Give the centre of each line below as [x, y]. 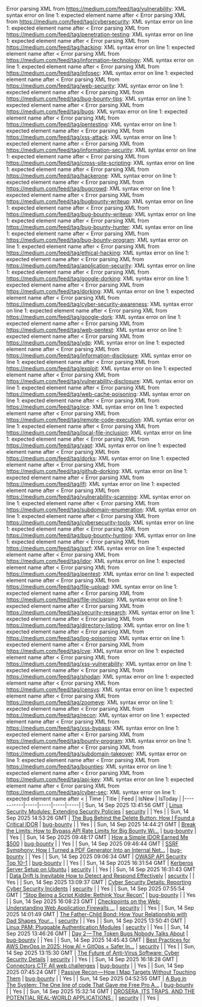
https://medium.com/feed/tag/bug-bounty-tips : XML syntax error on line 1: [99, 99]
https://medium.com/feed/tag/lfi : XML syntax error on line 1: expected [93, 484]
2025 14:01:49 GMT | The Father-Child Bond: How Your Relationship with [97, 914]
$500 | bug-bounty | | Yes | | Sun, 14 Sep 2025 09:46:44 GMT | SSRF [93, 843]
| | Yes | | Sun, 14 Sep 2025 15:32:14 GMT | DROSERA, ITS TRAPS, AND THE [101, 991]
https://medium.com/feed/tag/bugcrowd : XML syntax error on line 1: [91, 189]
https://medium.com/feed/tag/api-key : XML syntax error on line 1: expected [100, 779]
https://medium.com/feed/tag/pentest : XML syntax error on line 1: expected [100, 574]
